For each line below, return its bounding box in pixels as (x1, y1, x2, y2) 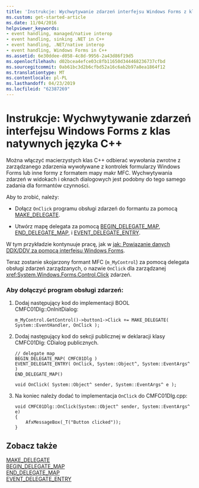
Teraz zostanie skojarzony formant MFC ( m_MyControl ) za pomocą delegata (6, 258, 190, 265)
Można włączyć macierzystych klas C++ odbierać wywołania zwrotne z (6, 156, 181, 163)
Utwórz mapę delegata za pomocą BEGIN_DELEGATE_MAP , (14, 222, 161, 229)
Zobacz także (6, 440, 57, 451)
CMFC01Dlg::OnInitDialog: (14, 306, 79, 313)
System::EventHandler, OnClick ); (14, 322, 100, 329)
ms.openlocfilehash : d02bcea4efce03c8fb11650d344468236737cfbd (6, 58, 166, 64)
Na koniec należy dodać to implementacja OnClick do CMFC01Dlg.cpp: (14, 392, 188, 399)
